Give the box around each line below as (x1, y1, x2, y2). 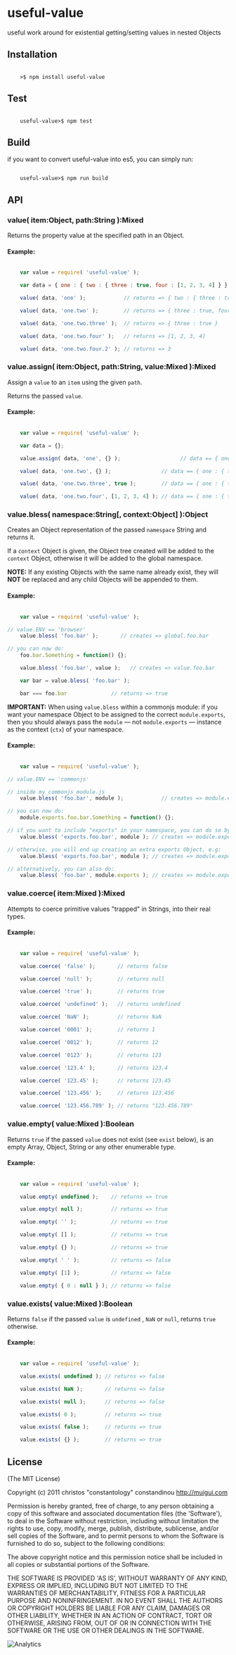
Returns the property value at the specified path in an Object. (7, 231, 185, 240)
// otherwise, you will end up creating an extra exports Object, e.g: (7, 846, 221, 853)
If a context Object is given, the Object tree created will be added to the (7, 547, 214, 555)
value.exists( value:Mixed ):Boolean (7, 1299, 133, 1309)
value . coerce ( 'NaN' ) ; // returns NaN (20, 1014, 162, 1021)
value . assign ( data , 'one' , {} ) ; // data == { (20, 455, 218, 462)
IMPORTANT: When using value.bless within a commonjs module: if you (7, 703, 218, 711)
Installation (7, 49, 58, 61)
